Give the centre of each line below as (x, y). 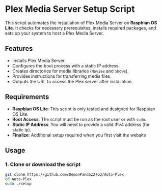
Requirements (27, 97)
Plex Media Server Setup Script (70, 9)
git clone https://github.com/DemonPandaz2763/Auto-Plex (65, 175)
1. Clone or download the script (43, 164)
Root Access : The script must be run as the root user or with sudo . (79, 119)
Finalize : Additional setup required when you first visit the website (79, 135)
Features (19, 48)
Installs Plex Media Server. (39, 61)
